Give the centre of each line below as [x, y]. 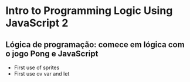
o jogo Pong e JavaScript [52, 54]
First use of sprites [37, 67]
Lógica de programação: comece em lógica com [95, 44]
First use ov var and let [42, 74]
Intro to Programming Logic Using [89, 11]
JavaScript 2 [37, 23]
